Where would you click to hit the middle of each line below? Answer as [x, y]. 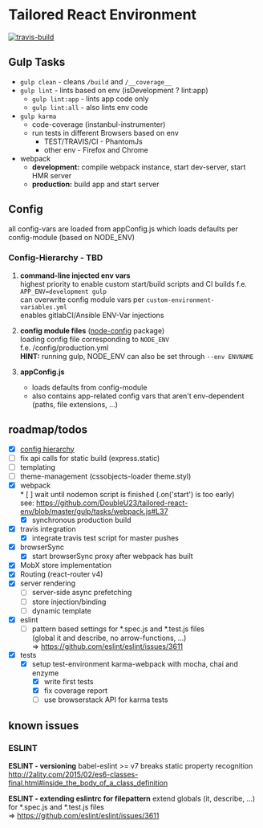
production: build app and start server [95, 184]
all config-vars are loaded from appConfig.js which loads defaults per [123, 228]
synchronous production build [81, 520]
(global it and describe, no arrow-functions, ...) [109, 638]
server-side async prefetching [82, 593]
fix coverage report [76, 690]
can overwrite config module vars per [82, 300]
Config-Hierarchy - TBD [56, 258]
